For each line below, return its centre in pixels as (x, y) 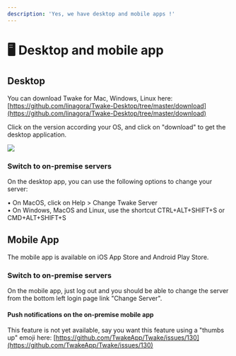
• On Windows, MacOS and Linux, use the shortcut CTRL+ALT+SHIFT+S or (116, 210)
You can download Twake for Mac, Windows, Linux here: (90, 98)
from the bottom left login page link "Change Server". (85, 299)
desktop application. (37, 134)
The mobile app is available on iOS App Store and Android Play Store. (108, 257)
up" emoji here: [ (32, 338)
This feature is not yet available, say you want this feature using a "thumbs (116, 331)
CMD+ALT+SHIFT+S (37, 217)
